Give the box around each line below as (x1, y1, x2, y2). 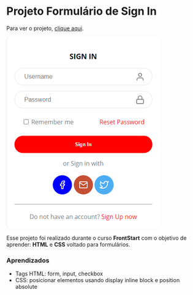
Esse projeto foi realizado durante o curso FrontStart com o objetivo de (6, 234, 187, 242)
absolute (15, 283, 38, 291)
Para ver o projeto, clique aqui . (6, 25, 84, 32)
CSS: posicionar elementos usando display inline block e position (15, 277, 180, 284)
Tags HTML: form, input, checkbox (15, 270, 103, 277)
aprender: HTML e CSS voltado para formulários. (6, 240, 131, 248)
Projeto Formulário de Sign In (6, 4, 157, 18)
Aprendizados (6, 256, 50, 264)
